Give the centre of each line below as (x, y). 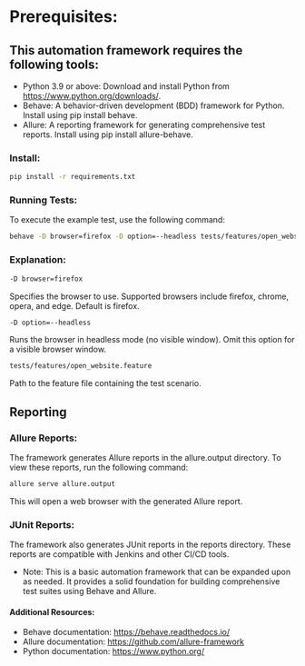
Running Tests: (44, 200)
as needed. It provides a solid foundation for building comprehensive (151, 582)
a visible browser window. (58, 349)
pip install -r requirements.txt (73, 177)
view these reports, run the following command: (99, 467)
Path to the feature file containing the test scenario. (105, 383)
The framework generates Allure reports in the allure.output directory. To (145, 457)
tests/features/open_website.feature (81, 366)
